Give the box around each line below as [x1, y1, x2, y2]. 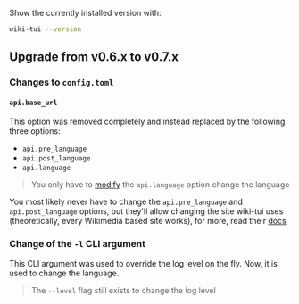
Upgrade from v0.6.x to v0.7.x [9, 49, 179, 65]
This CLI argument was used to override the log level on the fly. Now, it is [9, 258, 278, 268]
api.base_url [9, 98, 58, 107]
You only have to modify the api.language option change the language [30, 179, 290, 190]
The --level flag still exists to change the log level [30, 284, 216, 295]
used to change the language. [9, 267, 120, 278]
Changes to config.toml [9, 76, 114, 88]
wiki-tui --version [9, 25, 82, 34]
